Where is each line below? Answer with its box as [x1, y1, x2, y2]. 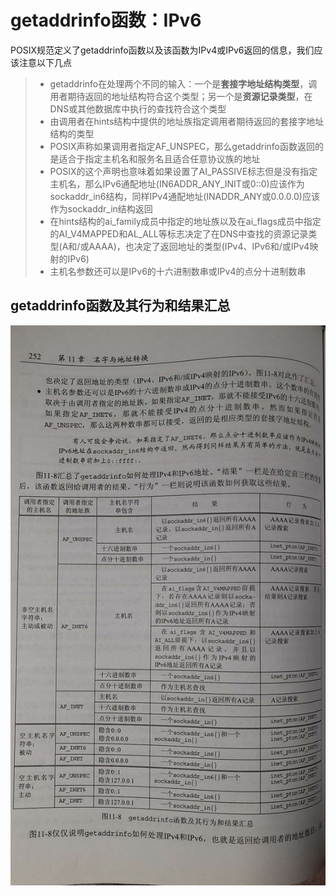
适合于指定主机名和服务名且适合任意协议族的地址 [58, 152, 261, 165]
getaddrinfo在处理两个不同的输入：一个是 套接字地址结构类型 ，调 [49, 77, 318, 90]
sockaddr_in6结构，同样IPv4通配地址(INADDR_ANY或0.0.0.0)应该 [49, 190, 320, 202]
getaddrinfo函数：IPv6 [10, 9, 202, 32]
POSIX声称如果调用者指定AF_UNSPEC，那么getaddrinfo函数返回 [49, 140, 315, 152]
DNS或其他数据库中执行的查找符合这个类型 [49, 102, 227, 115]
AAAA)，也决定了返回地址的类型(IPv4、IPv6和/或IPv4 [88, 240, 310, 252]
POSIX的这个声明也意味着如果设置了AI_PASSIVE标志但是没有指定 [49, 165, 318, 177]
